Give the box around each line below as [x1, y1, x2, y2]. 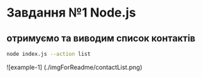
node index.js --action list [6, 50, 91, 57]
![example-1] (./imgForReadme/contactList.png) [6, 63, 143, 71]
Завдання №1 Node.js [6, 5, 136, 21]
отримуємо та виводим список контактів [6, 32, 196, 44]
